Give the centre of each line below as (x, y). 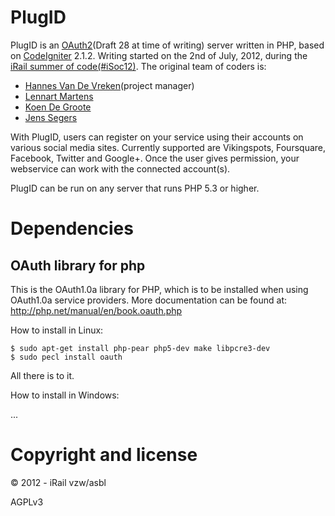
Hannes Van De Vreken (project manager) (109, 85)
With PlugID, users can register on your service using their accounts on (157, 137)
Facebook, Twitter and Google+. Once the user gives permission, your (155, 158)
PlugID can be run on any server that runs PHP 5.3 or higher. (135, 188)
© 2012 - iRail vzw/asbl (58, 482)
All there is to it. (42, 375)
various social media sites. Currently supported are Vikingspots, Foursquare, (168, 147)
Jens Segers (51, 117)
